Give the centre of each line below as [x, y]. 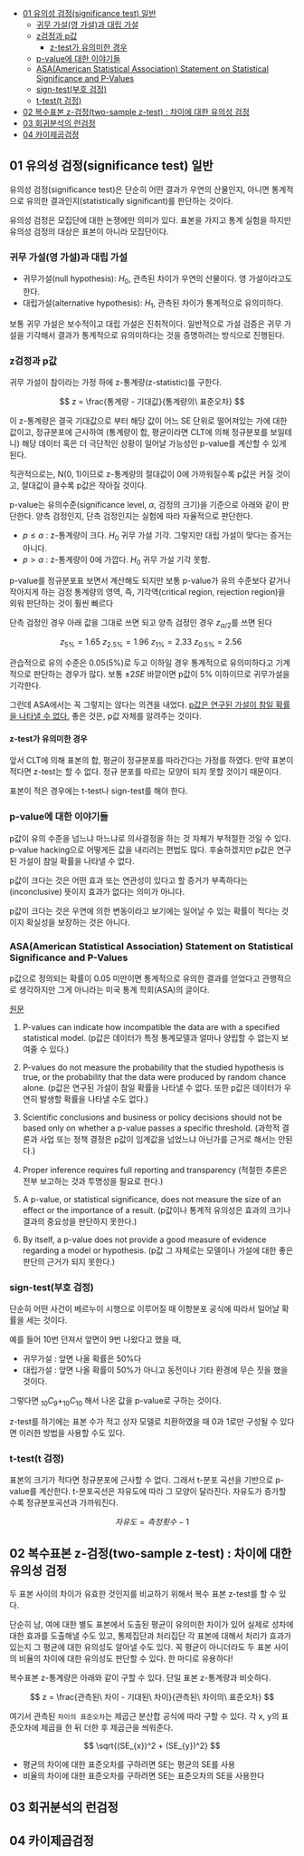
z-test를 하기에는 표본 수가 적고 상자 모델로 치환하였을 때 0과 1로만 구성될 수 [144, 1422]
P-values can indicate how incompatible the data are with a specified [151, 1026]
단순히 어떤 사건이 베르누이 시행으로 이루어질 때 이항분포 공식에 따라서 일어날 [145, 1309]
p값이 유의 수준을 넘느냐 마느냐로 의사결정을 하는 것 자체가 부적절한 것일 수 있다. [150, 838]
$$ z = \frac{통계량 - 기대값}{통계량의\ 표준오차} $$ [152, 401]
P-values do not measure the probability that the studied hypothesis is [153, 1067]
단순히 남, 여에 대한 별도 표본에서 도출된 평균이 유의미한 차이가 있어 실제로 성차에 [152, 1625]
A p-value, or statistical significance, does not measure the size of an [152, 1199]
